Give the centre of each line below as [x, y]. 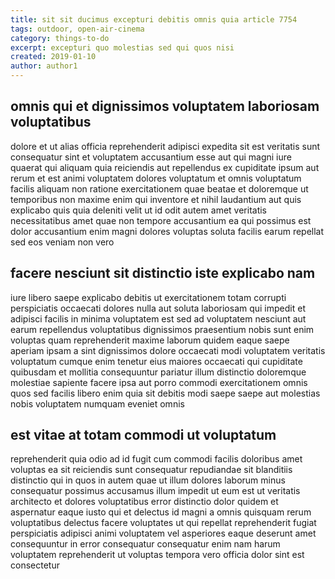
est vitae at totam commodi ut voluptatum [143, 435]
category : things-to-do [60, 38]
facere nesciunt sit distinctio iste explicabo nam [163, 273]
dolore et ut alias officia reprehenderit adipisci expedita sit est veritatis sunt [165, 146]
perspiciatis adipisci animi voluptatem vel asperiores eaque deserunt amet [163, 533]
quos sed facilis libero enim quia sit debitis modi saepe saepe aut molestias [165, 393]
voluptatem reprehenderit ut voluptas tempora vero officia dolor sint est [157, 555]
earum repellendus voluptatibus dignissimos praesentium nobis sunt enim [162, 329]
